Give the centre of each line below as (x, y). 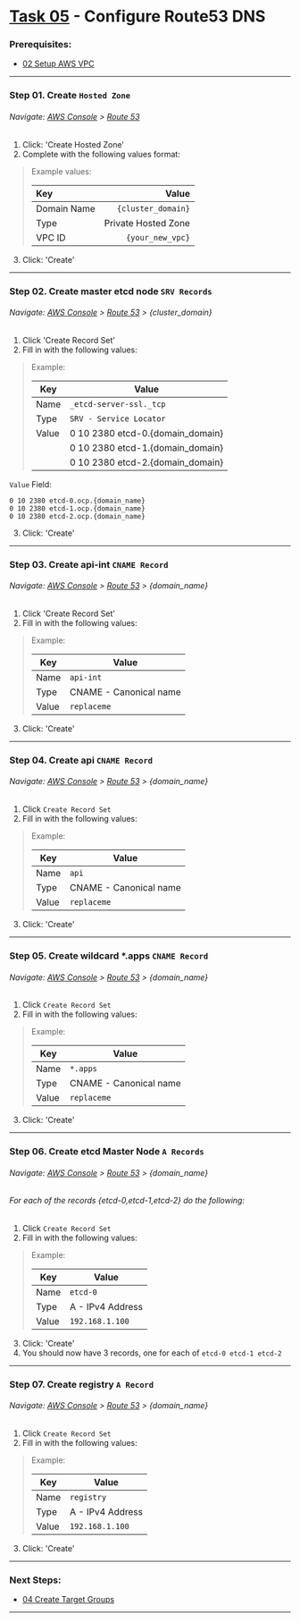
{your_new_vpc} (158, 237)
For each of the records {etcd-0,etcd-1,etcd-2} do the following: (127, 1201)
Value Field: (30, 484)
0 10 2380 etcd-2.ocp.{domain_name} (77, 516)
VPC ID (50, 237)
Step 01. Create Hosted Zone (70, 96)
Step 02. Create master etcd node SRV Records (111, 291)
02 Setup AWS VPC (58, 63)
